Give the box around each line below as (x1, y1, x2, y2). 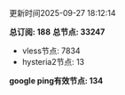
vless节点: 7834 (21, 45, 82, 56)
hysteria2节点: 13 (21, 57, 85, 67)
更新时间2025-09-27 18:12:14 (9, 8, 116, 18)
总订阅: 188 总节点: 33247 (9, 27, 105, 37)
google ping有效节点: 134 (9, 75, 104, 86)
